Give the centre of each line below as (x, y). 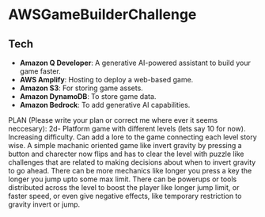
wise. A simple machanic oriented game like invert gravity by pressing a (125, 145)
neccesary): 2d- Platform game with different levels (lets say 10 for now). (127, 129)
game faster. (40, 71)
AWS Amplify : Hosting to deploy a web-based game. (106, 80)
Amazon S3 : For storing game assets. (81, 88)
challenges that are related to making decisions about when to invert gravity (132, 162)
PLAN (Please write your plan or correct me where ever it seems (113, 120)
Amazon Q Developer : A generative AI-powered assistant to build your (135, 63)
